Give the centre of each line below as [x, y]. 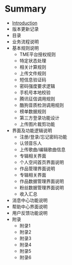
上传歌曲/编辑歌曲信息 [43, 149]
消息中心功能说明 [30, 200]
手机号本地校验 [35, 92]
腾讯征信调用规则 [37, 98]
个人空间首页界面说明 [42, 162]
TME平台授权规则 [38, 54]
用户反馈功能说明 [30, 213]
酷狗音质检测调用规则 [42, 105]
